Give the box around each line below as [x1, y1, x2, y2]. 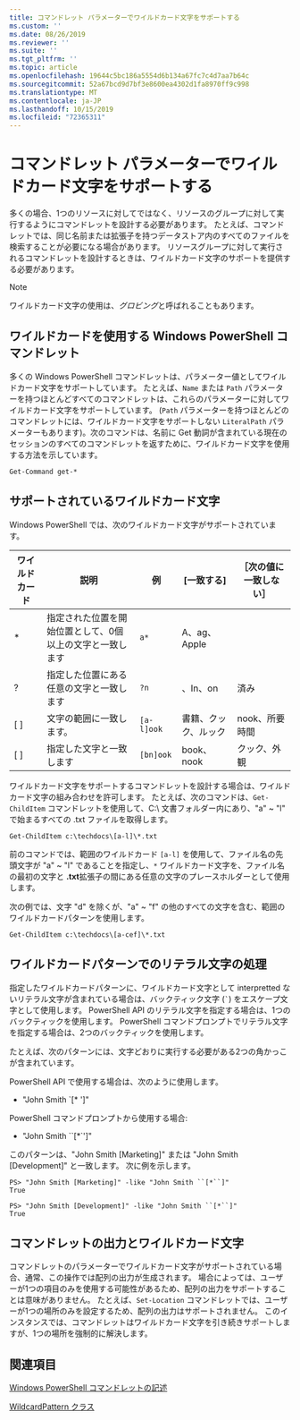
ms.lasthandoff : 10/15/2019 [9, 105, 114, 114]
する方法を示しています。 [9, 449, 103, 460]
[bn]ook [139, 749, 172, 760]
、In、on [181, 682, 219, 694]
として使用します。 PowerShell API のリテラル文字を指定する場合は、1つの [16, 1004, 291, 1016]
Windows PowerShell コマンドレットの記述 [9, 1382, 168, 1393]
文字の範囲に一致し [46, 712, 128, 725]
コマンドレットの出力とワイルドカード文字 [9, 1236, 244, 1251]
